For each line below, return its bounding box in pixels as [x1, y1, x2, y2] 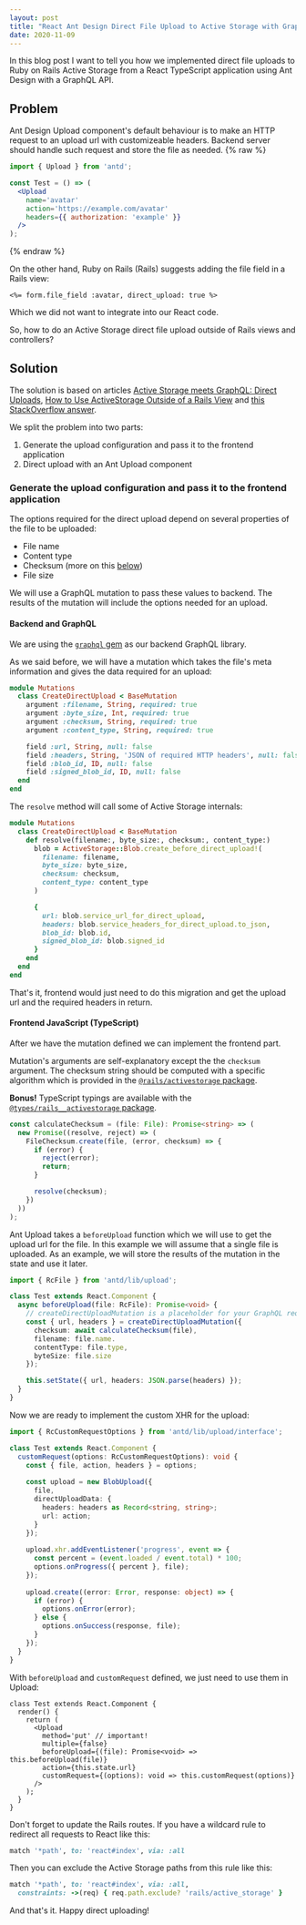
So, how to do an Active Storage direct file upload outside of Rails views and [9, 324, 296, 335]
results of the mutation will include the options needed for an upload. [9, 598, 269, 609]
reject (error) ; [42, 1153, 100, 1162]
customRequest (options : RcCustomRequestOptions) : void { [17, 1452, 239, 1461]
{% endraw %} [9, 246, 66, 257]
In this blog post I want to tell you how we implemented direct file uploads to [9, 56, 296, 67]
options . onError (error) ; [42, 1604, 137, 1613]
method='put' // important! [42, 1731, 148, 1740]
